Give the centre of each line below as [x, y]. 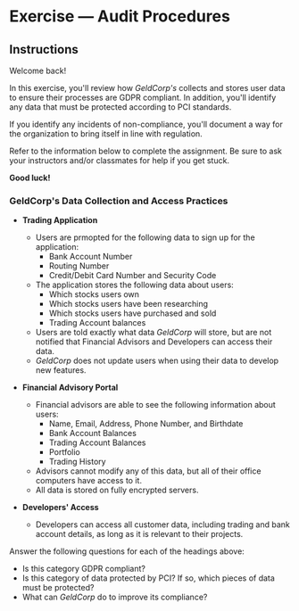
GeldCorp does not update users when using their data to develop [157, 361]
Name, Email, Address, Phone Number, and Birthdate [146, 424]
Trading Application [60, 220]
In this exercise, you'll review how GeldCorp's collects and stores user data [147, 88]
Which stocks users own [94, 294]
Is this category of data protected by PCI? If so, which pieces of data [148, 578]
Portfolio [64, 452]
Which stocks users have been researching [128, 304]
